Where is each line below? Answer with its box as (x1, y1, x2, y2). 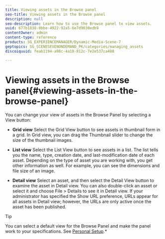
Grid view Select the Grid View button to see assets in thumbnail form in (12, 127, 161, 133)
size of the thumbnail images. (12, 137, 73, 143)
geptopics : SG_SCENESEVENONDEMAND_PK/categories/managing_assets (5, 44, 143, 49)
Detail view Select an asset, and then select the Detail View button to (12, 178, 154, 183)
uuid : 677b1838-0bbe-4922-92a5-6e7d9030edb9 (5, 26, 99, 31)
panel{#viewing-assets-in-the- (5, 85, 138, 96)
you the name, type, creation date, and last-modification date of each (12, 152, 155, 158)
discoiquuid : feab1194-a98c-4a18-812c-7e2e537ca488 (5, 49, 114, 54)
